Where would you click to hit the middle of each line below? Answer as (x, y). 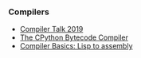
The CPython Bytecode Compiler (74, 37)
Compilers (29, 12)
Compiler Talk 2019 (51, 29)
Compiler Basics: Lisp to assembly (76, 46)
